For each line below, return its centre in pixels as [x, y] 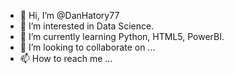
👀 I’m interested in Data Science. [87, 26]
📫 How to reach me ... [66, 58]
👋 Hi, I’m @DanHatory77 [69, 15]
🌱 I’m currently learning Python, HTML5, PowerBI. [122, 36]
